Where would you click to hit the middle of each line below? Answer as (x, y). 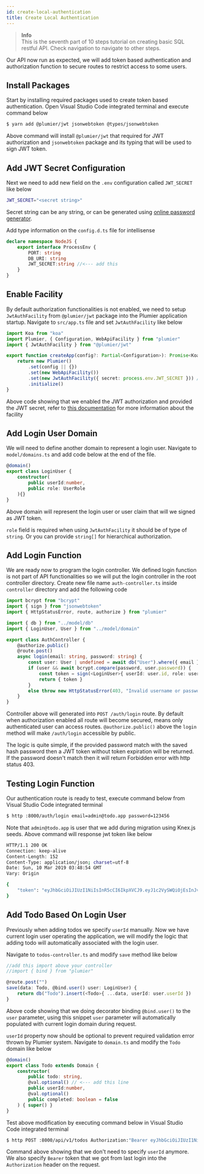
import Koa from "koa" (35, 333)
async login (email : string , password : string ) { (80, 657)
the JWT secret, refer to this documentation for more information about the (100, 408)
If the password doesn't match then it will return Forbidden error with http (98, 758)
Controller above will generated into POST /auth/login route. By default (95, 714)
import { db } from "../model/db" (50, 623)
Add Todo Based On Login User (66, 915)
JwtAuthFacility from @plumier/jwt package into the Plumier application (97, 315)
